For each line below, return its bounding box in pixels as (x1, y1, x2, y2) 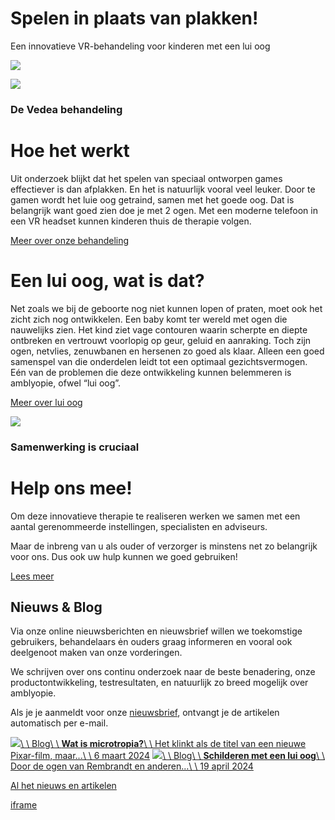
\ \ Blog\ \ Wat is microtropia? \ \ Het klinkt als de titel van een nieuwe (20, 738, 307, 750)
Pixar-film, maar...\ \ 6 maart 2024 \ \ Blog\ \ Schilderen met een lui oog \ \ (10, 750, 325, 762)
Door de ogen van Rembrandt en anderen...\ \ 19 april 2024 (10, 760, 254, 772)
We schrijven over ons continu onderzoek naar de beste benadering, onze (10, 666, 316, 678)
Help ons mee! (10, 477, 133, 499)
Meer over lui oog (10, 396, 83, 408)
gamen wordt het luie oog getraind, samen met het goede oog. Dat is (10, 193, 295, 206)
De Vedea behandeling (10, 102, 123, 116)
